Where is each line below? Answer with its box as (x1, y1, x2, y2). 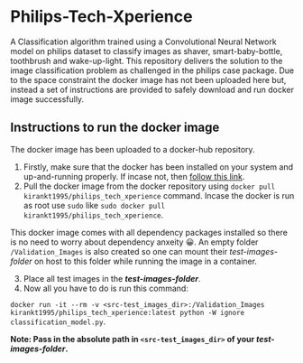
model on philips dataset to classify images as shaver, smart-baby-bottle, (10, 45, 283, 56)
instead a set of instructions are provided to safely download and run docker (10, 84, 295, 95)
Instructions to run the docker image (10, 120, 220, 135)
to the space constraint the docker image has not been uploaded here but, (10, 74, 287, 85)
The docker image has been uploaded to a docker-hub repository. (10, 144, 255, 154)
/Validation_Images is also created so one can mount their (10, 246, 228, 256)
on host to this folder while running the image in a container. (33, 256, 258, 266)
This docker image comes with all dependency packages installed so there (10, 227, 288, 237)
